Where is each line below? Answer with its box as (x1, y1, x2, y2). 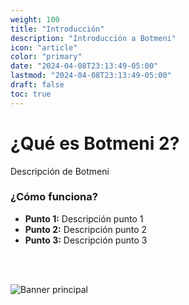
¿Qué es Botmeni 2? (10, 132, 180, 155)
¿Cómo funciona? (10, 190, 98, 204)
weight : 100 (10, 14, 60, 25)
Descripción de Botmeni (10, 165, 110, 177)
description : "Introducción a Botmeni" (10, 33, 177, 43)
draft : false (10, 80, 65, 90)
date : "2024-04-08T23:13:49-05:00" (10, 61, 159, 71)
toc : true (10, 89, 52, 99)
